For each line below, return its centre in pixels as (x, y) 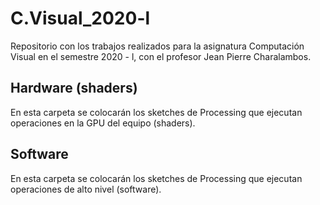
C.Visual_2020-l (80, 18)
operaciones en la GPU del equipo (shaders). (103, 123)
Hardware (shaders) (74, 88)
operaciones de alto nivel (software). (86, 189)
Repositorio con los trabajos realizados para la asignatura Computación (157, 46)
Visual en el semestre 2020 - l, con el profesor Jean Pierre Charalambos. (161, 56)
